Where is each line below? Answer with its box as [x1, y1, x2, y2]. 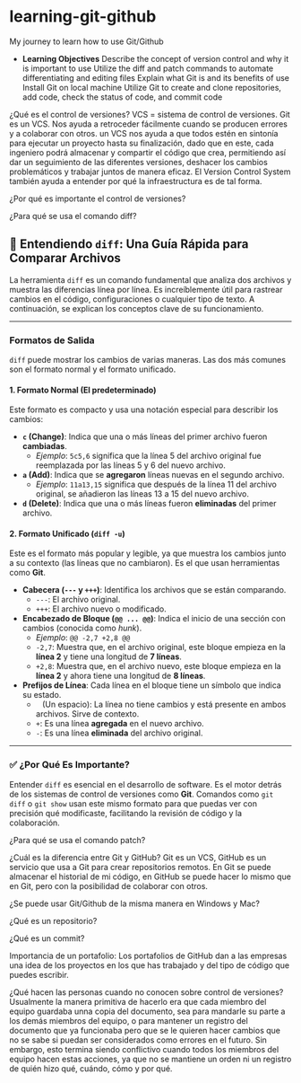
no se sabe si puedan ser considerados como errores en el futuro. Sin [9, 1035, 267, 1045]
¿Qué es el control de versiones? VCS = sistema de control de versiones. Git [9, 109, 291, 119]
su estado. [21, 690, 62, 700]
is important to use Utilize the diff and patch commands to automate [21, 63, 274, 74]
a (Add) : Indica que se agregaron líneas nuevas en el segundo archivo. [21, 470, 285, 480]
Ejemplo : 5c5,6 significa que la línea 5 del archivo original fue [35, 451, 262, 462]
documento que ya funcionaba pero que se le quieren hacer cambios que [9, 1025, 280, 1035]
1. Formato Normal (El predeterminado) [9, 384, 157, 395]
